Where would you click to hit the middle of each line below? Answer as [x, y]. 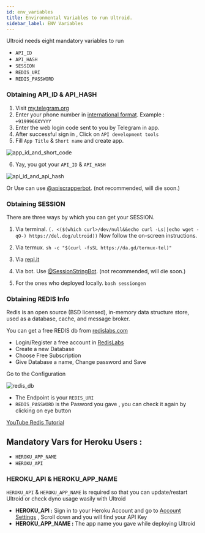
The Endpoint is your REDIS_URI [54, 398]
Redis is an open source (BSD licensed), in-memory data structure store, [98, 312]
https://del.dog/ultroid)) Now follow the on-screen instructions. [113, 235]
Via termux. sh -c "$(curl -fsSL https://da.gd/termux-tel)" [94, 247]
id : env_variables [30, 12]
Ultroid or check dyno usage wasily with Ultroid [66, 499]
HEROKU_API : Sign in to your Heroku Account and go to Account [98, 511]
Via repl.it [27, 259]
